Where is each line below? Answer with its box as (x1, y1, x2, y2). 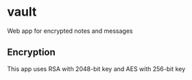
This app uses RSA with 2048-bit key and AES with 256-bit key (7, 64, 186, 72)
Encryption (7, 46, 56, 58)
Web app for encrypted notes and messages (7, 27, 133, 35)
